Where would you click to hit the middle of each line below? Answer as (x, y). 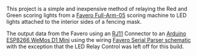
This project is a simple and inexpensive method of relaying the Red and (97, 9)
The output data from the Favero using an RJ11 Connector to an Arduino (96, 33)
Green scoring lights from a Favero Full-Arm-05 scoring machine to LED (97, 15)
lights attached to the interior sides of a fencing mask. (74, 22)
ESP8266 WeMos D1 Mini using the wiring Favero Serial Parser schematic (99, 40)
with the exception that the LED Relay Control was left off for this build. (95, 46)
